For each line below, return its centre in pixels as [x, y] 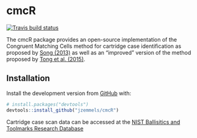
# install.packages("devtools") [47, 104]
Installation [28, 78]
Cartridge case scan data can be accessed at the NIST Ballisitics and [93, 122]
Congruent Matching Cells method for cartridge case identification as [94, 46]
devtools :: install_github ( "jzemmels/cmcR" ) [63, 110]
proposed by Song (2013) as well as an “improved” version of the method [99, 52]
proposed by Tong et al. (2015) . [46, 59]
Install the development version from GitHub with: [69, 93]
